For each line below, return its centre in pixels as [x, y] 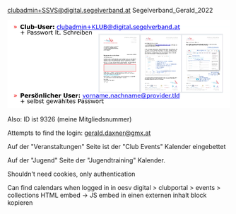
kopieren [20, 202]
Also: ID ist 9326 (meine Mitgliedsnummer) [70, 119]
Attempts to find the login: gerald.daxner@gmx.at [79, 133]
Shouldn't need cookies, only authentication [71, 174]
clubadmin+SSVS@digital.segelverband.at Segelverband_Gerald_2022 [110, 10]
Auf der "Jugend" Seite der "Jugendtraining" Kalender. [87, 160]
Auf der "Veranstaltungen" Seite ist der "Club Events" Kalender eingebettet [117, 146]
